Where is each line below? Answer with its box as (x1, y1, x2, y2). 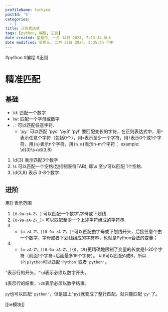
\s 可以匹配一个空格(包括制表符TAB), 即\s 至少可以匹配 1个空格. (12, 163, 143, 169)
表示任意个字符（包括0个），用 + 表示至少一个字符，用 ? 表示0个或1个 (20, 134, 157, 140)
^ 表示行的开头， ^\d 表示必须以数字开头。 (5, 269, 89, 275)
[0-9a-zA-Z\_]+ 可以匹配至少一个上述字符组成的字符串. (12, 217, 126, 223)
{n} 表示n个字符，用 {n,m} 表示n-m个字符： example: (33, 141, 139, 147)
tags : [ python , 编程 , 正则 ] (5, 31, 61, 36)
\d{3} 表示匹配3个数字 (12, 157, 59, 163)
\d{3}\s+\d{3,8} (20, 146, 53, 152)
